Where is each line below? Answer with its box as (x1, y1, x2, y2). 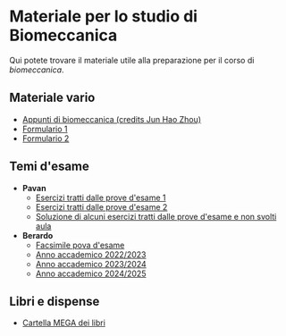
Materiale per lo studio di (9, 6, 198, 27)
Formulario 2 (21, 132, 70, 144)
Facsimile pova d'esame (35, 239, 125, 250)
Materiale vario (9, 90, 96, 105)
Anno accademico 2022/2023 (35, 248, 147, 260)
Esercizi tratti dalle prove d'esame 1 (35, 192, 167, 203)
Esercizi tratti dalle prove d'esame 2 (35, 201, 168, 212)
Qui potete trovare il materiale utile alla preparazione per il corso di (9, 55, 255, 65)
